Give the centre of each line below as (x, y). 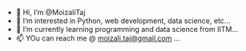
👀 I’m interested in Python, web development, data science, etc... (123, 21)
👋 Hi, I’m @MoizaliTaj (50, 12)
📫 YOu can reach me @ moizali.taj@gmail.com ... (98, 38)
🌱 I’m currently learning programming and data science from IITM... (127, 29)
